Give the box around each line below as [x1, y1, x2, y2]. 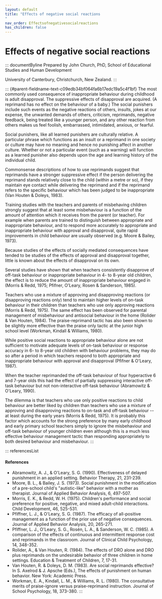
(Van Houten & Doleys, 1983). [5, 193, 64, 198]
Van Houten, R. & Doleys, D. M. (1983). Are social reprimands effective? [12, 563, 154, 568]
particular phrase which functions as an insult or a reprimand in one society [5, 137, 156, 143]
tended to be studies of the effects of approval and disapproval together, [5, 253, 150, 259]
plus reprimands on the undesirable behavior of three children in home [12, 552, 153, 558]
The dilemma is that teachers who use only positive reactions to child [5, 397, 143, 403]
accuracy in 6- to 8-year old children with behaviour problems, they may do [5, 348, 156, 354]
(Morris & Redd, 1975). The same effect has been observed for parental [5, 308, 147, 313]
